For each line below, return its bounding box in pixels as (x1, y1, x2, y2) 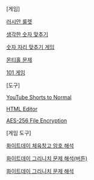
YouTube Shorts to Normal (6, 94, 72, 101)
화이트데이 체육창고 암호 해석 (6, 142, 74, 149)
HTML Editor (6, 106, 38, 112)
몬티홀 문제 (6, 56, 33, 63)
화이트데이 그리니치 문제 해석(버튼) (6, 155, 88, 162)
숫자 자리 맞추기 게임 (6, 44, 55, 50)
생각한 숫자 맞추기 (6, 31, 48, 38)
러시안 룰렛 (6, 18, 33, 25)
